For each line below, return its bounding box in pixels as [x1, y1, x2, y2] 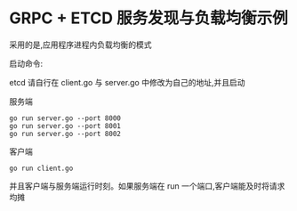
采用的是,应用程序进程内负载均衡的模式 [9, 39, 153, 50]
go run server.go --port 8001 [9, 121, 122, 130]
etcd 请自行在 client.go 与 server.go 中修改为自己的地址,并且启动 [9, 77, 245, 87]
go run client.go [9, 164, 74, 173]
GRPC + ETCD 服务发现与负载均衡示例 [9, 8, 288, 28]
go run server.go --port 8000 [9, 113, 122, 123]
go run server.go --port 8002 [9, 129, 122, 138]
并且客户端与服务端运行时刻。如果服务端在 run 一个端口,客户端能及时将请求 [9, 180, 285, 191]
